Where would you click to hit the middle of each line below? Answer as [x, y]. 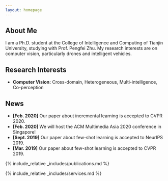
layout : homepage [24, 10]
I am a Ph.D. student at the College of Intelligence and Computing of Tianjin [84, 43]
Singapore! [24, 132]
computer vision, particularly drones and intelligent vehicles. [69, 54]
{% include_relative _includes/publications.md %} [57, 164]
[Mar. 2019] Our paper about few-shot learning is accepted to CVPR [84, 148]
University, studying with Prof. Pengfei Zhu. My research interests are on [81, 48]
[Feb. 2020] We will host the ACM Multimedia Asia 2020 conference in [87, 127]
